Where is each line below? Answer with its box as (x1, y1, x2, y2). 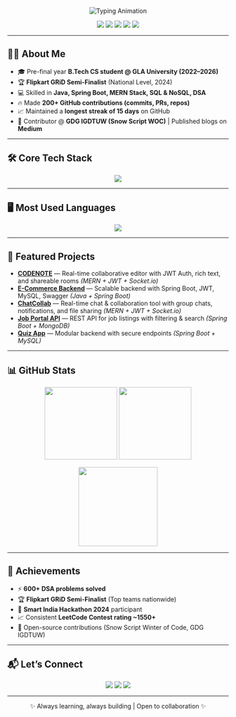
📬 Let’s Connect (7, 659, 83, 671)
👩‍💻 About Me (7, 48, 66, 60)
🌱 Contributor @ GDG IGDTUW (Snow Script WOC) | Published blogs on (17, 117, 227, 125)
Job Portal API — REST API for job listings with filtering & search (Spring (17, 314, 228, 323)
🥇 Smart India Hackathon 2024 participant (17, 605, 143, 614)
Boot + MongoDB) (17, 322, 70, 330)
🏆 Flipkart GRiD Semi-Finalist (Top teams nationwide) (17, 595, 177, 603)
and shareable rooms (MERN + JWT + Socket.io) (17, 277, 159, 285)
